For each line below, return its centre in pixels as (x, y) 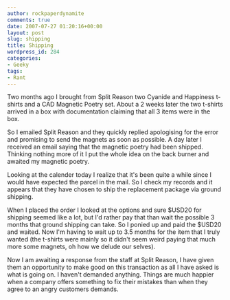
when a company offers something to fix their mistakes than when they (107, 282)
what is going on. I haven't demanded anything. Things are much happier (111, 275)
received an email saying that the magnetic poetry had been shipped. (105, 147)
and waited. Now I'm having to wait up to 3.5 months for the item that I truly (114, 232)
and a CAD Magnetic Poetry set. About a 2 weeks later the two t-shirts (124, 105)
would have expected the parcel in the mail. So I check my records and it (110, 182)
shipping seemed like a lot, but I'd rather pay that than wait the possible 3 (111, 217)
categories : (24, 58)
